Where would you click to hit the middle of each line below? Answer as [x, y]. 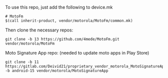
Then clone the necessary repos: [39, 30]
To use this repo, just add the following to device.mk [59, 7]
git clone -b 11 [22, 62]
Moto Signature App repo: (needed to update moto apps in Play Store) [77, 53]
